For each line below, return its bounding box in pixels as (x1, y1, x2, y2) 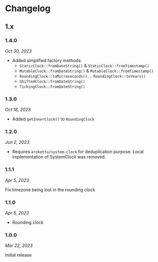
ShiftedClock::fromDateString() (19, 79, 85, 84)
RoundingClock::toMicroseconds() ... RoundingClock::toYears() (19, 73, 146, 79)
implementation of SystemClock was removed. (12, 154, 106, 160)
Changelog (5, 3, 51, 14)
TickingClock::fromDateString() (19, 84, 85, 89)
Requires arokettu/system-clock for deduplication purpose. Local (12, 149, 144, 155)
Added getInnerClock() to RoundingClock (12, 116, 95, 122)
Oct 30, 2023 (5, 48, 32, 54)
